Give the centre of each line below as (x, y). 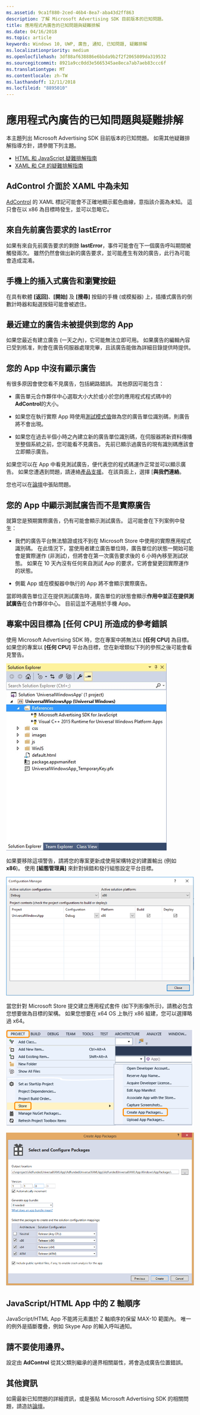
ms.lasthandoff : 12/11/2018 (41, 82)
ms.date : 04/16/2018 (32, 32)
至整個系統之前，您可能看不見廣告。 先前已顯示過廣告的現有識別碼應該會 (104, 444)
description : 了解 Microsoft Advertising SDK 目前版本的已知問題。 (86, 19)
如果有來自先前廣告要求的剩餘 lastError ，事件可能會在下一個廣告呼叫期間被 (99, 245)
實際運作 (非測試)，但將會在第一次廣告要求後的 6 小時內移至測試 (104, 555)
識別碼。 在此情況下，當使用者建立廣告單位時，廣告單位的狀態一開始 (99, 548)
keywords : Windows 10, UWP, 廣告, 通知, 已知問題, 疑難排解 (77, 44)
